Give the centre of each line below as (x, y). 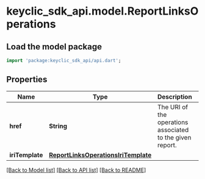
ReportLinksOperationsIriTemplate (100, 155)
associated (173, 130)
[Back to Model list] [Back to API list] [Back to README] (76, 170)
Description (175, 97)
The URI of (173, 107)
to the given (174, 137)
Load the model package (54, 47)
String (58, 126)
